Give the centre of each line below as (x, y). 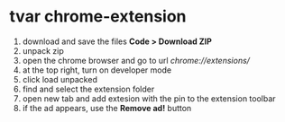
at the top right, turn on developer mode (97, 70)
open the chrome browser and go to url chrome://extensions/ (136, 60)
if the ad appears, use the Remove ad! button (107, 108)
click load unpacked (60, 79)
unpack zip (43, 50)
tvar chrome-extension (98, 17)
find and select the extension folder (88, 89)
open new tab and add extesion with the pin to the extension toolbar (149, 98)
